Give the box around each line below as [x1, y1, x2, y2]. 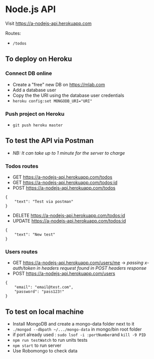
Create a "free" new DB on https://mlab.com [12, 81, 105, 87]
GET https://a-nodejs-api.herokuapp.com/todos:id [12, 179, 118, 186]
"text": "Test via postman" [14, 199, 73, 204]
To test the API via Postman [5, 136, 94, 145]
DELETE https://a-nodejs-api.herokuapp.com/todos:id [12, 212, 126, 219]
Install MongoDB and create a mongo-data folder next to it [12, 321, 135, 327]
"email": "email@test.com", [14, 285, 73, 290]
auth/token [12, 265, 36, 271]
